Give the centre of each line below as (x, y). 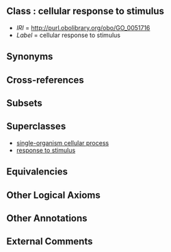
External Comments (50, 241)
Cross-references (45, 80)
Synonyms (30, 56)
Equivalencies (37, 172)
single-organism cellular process (63, 142)
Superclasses (36, 126)
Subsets (24, 103)
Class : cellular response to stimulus (85, 11)
